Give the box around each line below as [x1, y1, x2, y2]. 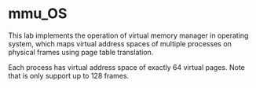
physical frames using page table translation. [8, 47, 154, 57]
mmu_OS [8, 5, 68, 23]
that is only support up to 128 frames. [8, 71, 130, 80]
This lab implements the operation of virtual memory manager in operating [8, 31, 249, 40]
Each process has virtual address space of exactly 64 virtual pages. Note [8, 62, 246, 71]
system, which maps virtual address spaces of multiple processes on [8, 38, 232, 48]
